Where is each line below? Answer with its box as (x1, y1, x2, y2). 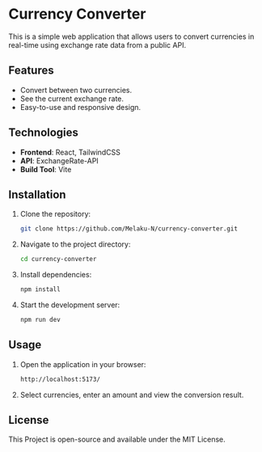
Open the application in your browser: (19, 359, 146, 369)
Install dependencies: (19, 270, 92, 280)
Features (8, 64, 54, 78)
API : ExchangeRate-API (19, 155, 99, 166)
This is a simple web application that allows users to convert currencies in (8, 32, 255, 41)
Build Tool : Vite (19, 164, 72, 174)
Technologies (8, 126, 79, 140)
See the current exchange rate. (19, 94, 124, 103)
